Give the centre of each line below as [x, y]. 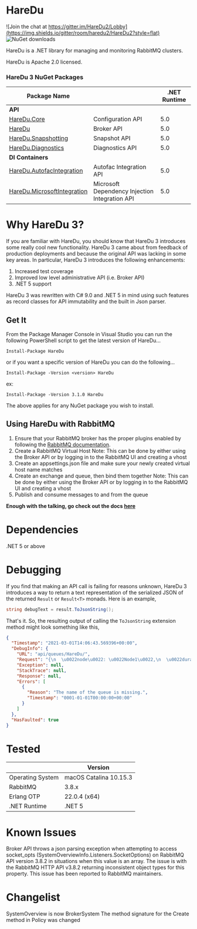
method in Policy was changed [43, 920]
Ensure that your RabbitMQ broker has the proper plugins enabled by [98, 438]
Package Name [48, 96]
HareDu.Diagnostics [37, 148]
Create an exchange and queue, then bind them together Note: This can [101, 476]
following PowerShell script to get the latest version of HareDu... [84, 340]
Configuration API [118, 120]
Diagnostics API [115, 148]
